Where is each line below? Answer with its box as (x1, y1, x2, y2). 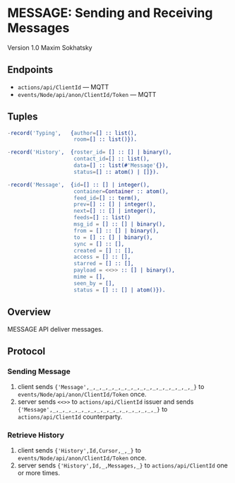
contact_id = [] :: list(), (73, 156, 150, 163)
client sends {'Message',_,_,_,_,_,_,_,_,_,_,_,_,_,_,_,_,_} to (17, 383, 205, 391)
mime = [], (73, 274, 106, 281)
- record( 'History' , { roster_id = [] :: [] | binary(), (7, 149, 172, 156)
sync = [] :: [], (73, 240, 125, 248)
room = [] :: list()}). (73, 136, 138, 143)
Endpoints (7, 64, 54, 76)
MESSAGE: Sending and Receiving (7, 5, 213, 21)
